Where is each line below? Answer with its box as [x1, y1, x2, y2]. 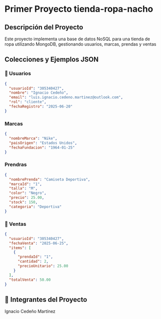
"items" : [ [9, 245, 31, 250]
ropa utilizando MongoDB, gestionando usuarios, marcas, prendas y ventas [4, 41, 157, 47]
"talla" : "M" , [9, 186, 38, 191]
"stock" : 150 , [9, 200, 38, 205]
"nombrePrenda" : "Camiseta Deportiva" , [9, 177, 91, 182]
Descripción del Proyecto [4, 23, 84, 31]
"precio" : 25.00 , [9, 195, 45, 200]
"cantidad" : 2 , [17, 259, 49, 264]
